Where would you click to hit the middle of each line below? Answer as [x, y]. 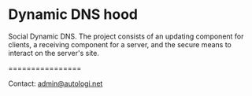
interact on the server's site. [54, 53]
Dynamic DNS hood [73, 15]
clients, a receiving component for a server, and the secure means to [120, 44]
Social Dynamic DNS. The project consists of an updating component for [126, 36]
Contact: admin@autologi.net [56, 83]
